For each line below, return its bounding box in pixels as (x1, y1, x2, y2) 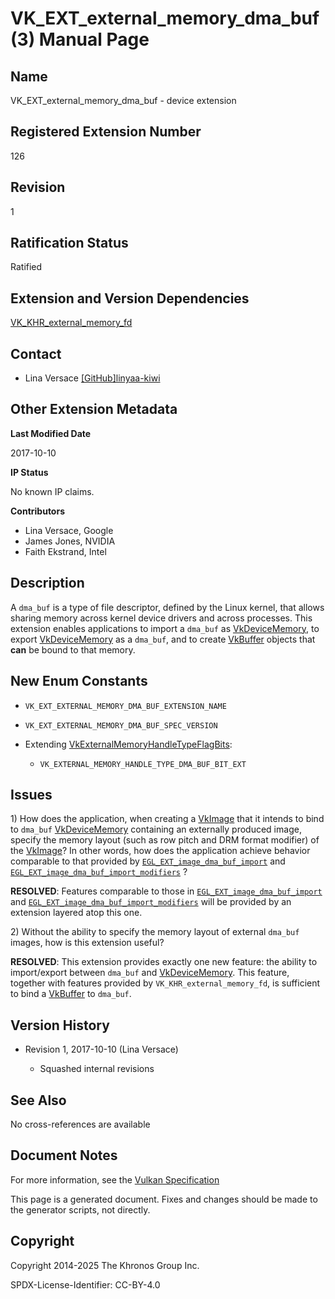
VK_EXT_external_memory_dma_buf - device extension (10, 95, 237, 106)
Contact (10, 345, 62, 362)
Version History (10, 1017, 110, 1034)
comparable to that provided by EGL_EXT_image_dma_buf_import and (10, 855, 286, 867)
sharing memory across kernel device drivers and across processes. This (10, 612, 313, 624)
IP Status (10, 466, 49, 478)
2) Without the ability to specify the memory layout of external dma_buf (10, 926, 300, 938)
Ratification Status (10, 235, 129, 252)
